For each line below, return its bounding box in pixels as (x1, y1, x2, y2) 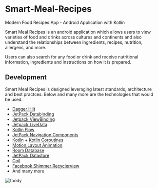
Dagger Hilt (12, 106, 36, 112)
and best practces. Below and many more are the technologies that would (5, 91, 154, 97)
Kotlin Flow (12, 127, 35, 132)
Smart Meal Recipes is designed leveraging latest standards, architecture (5, 86, 152, 92)
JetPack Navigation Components (12, 132, 79, 137)
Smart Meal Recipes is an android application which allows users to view (5, 29, 151, 35)
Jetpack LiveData (12, 121, 48, 127)
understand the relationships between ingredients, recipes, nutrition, (5, 39, 143, 45)
